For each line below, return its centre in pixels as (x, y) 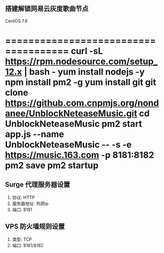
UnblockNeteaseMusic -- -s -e (68, 145)
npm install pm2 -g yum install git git (81, 82)
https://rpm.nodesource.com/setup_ (81, 61)
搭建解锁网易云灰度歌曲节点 (47, 9)
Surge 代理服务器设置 (38, 185)
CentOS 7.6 (16, 21)
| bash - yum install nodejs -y (84, 72)
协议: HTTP (23, 197)
